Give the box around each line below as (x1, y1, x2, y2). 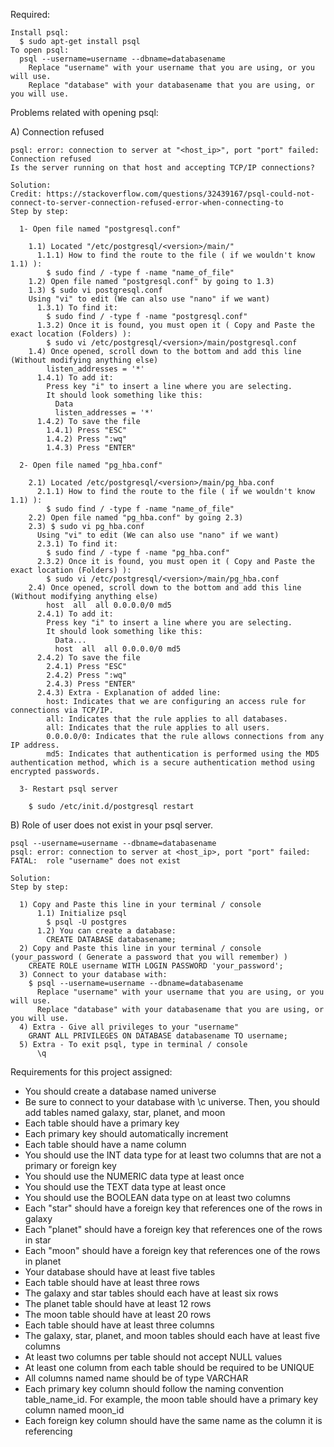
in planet (24, 1255, 62, 1267)
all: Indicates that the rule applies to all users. (46, 723, 271, 733)
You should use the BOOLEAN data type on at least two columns (24, 1192, 291, 1203)
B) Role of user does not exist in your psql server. (10, 819, 214, 831)
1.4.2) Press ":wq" (46, 434, 128, 444)
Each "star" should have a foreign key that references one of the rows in (24, 1202, 323, 1214)
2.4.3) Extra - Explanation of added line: (36, 688, 222, 698)
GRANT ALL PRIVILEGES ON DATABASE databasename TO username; (28, 1031, 288, 1041)
